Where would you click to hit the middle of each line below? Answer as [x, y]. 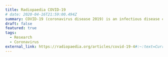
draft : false [19, 24]
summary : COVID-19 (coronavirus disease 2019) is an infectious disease [82, 19]
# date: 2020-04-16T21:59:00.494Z [41, 14]
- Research [21, 38]
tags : [11, 33]
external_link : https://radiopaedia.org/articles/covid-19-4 [70, 47]
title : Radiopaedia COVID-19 [35, 10]
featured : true [21, 28]
